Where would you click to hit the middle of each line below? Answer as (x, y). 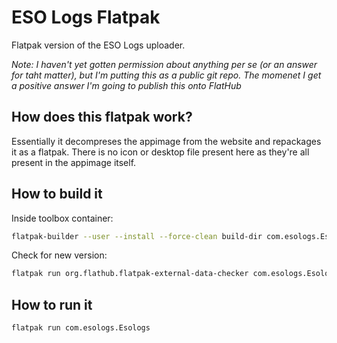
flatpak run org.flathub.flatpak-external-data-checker (130, 274)
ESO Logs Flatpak (86, 17)
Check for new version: (59, 255)
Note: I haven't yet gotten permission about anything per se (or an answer (164, 64)
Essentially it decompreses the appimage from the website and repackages (166, 141)
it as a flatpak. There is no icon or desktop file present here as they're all (160, 152)
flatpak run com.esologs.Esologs (81, 328)
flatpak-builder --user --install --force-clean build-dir (137, 236)
